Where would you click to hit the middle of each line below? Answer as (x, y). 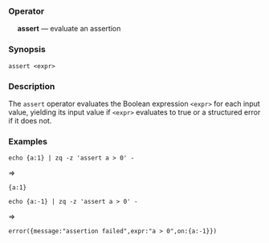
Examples (28, 141)
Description (32, 86)
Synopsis (27, 50)
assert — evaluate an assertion (69, 29)
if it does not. (30, 120)
